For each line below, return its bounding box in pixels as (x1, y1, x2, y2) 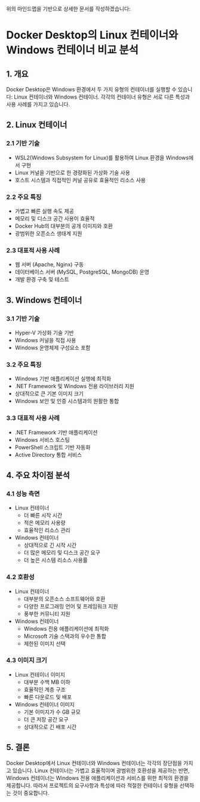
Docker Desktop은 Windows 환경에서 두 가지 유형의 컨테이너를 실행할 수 (6, 86, 177, 93)
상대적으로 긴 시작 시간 (23, 542, 77, 549)
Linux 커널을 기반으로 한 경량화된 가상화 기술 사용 (14, 169, 130, 176)
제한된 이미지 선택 (23, 640, 66, 647)
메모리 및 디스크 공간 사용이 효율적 (14, 214, 95, 222)
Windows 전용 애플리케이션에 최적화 (23, 625, 109, 632)
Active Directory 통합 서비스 (14, 451, 82, 458)
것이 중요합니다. (12, 789, 50, 796)
